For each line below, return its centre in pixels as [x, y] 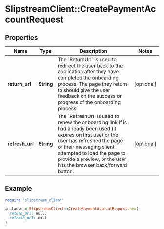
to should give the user [84, 90]
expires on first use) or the [88, 135]
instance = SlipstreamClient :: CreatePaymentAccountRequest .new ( [72, 209]
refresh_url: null [28, 218]
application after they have [88, 72]
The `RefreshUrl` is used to [89, 116]
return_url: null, [28, 213]
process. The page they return [93, 84]
